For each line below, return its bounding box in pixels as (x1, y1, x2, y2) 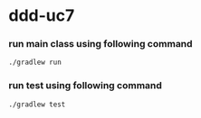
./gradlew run (8, 58, 62, 68)
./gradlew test (8, 100, 66, 109)
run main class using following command (8, 38, 193, 50)
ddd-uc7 (8, 5, 75, 26)
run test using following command (8, 79, 162, 92)
